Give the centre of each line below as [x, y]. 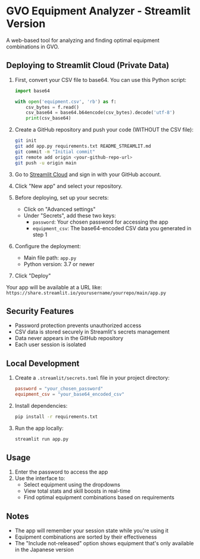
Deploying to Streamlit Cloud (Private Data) [88, 65]
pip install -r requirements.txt [56, 417]
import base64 [32, 91]
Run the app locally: [39, 428]
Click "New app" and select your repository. [69, 186]
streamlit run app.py [41, 439]
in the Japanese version [44, 550]
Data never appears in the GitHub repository [69, 338]
